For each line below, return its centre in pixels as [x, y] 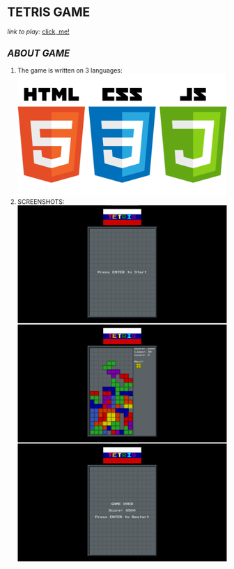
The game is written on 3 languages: [70, 70]
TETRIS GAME [49, 12]
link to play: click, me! [38, 31]
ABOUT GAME [39, 53]
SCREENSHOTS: [41, 202]
